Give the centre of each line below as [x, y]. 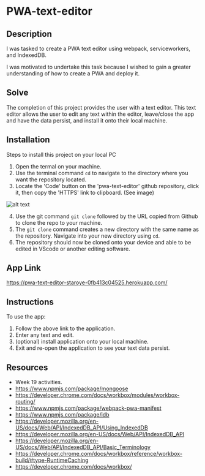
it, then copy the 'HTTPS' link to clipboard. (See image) [85, 192]
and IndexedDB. [27, 55]
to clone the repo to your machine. [59, 222]
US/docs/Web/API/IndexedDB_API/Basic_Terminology [83, 447]
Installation [28, 140]
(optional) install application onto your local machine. [82, 342]
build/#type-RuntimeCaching [52, 460]
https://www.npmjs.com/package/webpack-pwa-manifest [88, 408]
